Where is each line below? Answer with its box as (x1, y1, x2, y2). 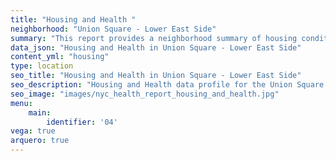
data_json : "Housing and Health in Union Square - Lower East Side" (10, 42, 302, 53)
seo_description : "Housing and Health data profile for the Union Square (10, 80, 325, 90)
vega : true (10, 126, 56, 136)
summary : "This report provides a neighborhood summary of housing (10, 33, 298, 43)
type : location (10, 61, 74, 71)
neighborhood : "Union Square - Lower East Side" (10, 24, 217, 34)
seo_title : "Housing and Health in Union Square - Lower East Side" (10, 71, 302, 81)
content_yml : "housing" (10, 52, 110, 62)
